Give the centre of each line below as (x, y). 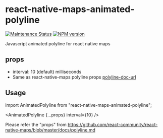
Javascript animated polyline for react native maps (58, 43)
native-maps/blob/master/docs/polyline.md (50, 130)
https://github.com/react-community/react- (113, 124)
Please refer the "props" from (36, 124)
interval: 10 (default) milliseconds (47, 72)
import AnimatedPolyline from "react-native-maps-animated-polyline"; (79, 105)
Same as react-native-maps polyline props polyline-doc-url (74, 77)
